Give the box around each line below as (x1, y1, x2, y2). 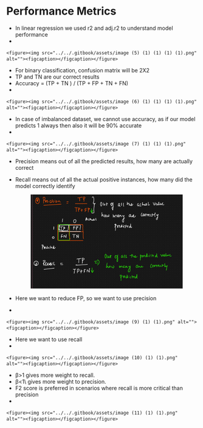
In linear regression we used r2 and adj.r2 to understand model (15, 24, 173, 32)
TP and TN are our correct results (15, 73, 100, 80)
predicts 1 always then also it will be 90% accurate (15, 122, 142, 129)
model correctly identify (15, 182, 75, 189)
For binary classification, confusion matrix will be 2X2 (15, 66, 150, 74)
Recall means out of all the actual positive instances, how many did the (15, 175, 193, 183)
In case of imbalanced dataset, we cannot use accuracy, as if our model (15, 115, 196, 122)
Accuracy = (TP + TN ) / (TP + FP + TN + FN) (15, 79, 129, 86)
